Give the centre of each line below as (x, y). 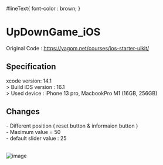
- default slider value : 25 (36, 138)
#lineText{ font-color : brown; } (43, 8)
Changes (23, 111)
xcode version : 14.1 (29, 81)
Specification (31, 67)
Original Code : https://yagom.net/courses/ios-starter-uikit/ (78, 48)
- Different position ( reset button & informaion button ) (72, 126)
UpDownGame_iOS (53, 32)
